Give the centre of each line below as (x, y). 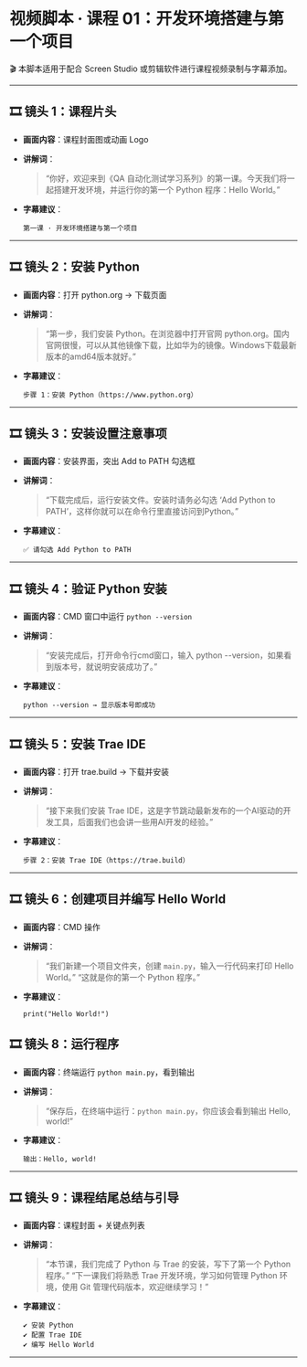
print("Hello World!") (66, 1014)
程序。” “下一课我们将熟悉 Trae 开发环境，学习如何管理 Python (161, 1276)
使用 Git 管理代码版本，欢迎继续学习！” (135, 1287)
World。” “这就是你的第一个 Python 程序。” (123, 977)
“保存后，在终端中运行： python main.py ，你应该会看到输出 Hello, (168, 1110)
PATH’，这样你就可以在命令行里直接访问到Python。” (142, 512)
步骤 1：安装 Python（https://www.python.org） (110, 395)
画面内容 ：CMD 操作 (61, 927)
